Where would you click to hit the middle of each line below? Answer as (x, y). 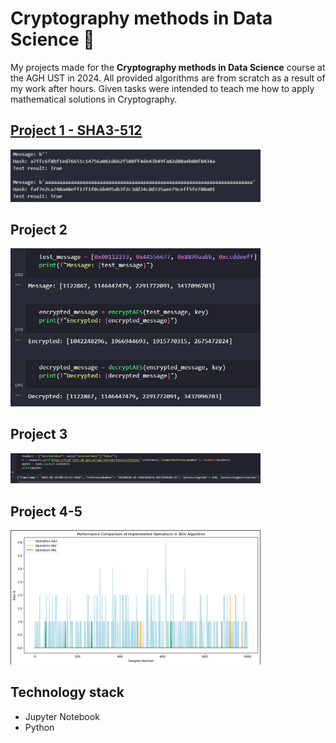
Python (39, 727)
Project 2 (39, 230)
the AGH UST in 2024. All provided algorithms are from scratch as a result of (168, 78)
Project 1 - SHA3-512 (76, 130)
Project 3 (39, 434)
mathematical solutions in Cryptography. (94, 99)
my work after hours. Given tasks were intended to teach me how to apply (162, 88)
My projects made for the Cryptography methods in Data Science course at (168, 67)
